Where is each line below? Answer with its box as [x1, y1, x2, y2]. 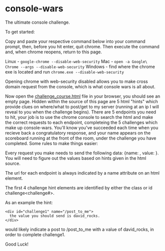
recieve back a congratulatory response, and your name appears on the [5, 130, 151, 136]
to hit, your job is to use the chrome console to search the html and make [5, 114, 154, 120]
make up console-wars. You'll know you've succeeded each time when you [5, 124, 159, 131]
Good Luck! [5, 241, 29, 247]
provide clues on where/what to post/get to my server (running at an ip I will [5, 104, 159, 109]
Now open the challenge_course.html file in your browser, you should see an [5, 93, 161, 99]
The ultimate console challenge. [5, 19, 70, 25]
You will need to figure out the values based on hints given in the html [5, 155, 146, 161]
